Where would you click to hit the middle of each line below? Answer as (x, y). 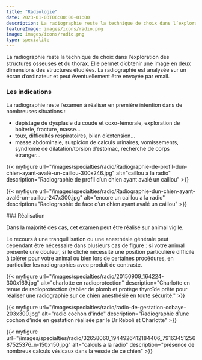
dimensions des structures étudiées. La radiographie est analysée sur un (96, 70)
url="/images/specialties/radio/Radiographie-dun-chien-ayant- (117, 191)
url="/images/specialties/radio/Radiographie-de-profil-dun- (113, 167)
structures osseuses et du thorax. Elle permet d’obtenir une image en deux (99, 63)
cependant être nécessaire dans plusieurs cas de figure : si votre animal (96, 245)
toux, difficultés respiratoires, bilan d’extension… (75, 136)
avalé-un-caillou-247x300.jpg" (44, 198)
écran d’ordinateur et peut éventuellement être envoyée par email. (88, 76)
